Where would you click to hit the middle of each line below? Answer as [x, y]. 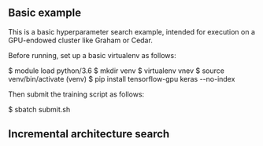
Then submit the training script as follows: [76, 94]
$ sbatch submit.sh [39, 109]
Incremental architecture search [89, 134]
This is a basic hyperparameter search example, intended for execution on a [132, 31]
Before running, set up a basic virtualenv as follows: [92, 55]
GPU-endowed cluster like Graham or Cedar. [81, 40]
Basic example [44, 13]
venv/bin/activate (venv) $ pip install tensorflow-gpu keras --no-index [122, 78]
